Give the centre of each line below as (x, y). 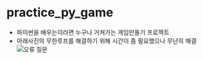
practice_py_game (60, 13)
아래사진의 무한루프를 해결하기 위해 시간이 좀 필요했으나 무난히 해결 (106, 41)
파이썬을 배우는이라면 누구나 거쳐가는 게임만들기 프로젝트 (93, 32)
